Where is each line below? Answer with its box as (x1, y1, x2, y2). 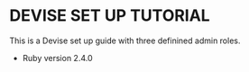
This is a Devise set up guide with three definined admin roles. (9, 35, 241, 46)
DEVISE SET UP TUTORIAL (9, 5, 210, 26)
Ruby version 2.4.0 (22, 52, 93, 63)
